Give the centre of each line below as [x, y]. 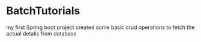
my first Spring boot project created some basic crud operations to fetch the [100, 27]
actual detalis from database [41, 33]
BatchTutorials [43, 11]
